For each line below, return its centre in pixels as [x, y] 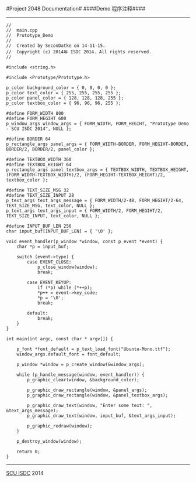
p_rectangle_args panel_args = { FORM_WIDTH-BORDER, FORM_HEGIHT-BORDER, [98, 144]
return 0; [29, 452]
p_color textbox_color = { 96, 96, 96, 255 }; [64, 103]
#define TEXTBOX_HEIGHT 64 [39, 165]
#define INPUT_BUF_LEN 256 [39, 226]
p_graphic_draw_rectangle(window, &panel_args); [87, 390]
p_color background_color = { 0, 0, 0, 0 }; [61, 88]
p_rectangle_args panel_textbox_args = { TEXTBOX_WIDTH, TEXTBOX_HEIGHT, [98, 170]
